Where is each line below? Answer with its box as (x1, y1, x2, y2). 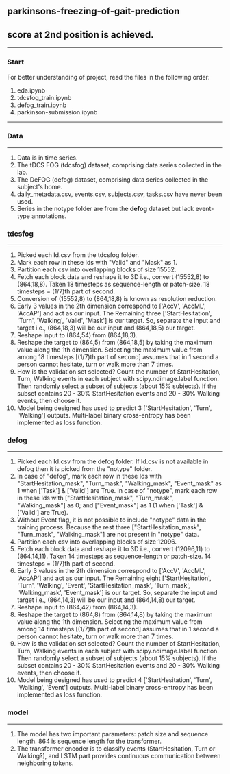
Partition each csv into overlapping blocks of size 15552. (16, 265, 177, 274)
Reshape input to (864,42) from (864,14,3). (16, 603, 138, 612)
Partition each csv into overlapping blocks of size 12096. (16, 537, 177, 546)
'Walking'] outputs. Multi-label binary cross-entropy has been (16, 411, 191, 420)
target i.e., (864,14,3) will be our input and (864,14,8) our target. (16, 596, 196, 604)
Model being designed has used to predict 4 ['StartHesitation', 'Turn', (16, 676, 212, 684)
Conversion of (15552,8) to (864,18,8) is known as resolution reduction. (16, 295, 217, 303)
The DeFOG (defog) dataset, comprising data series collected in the (16, 175, 209, 184)
